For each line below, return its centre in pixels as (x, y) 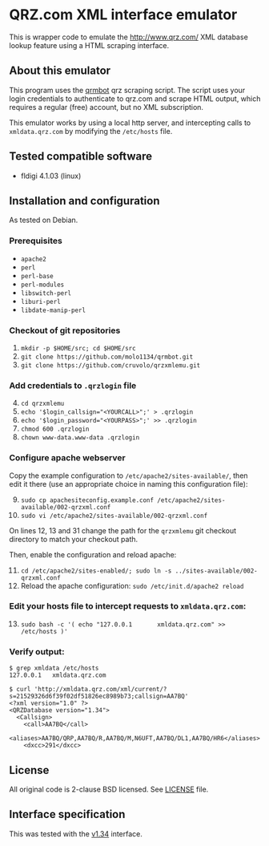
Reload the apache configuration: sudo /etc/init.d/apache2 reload (132, 585)
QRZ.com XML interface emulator (123, 15)
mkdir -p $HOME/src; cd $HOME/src (78, 348)
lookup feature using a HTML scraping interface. (89, 45)
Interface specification (67, 814)
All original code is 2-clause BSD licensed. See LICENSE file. (109, 789)
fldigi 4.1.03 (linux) (51, 176)
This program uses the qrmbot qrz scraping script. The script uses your (127, 90)
